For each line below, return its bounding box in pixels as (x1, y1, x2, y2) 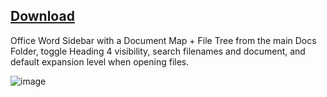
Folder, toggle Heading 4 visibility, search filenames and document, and (10, 45, 306, 57)
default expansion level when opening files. (10, 55, 190, 68)
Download (10, 8, 75, 25)
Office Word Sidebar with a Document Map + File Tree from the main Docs (10, 34, 317, 46)
